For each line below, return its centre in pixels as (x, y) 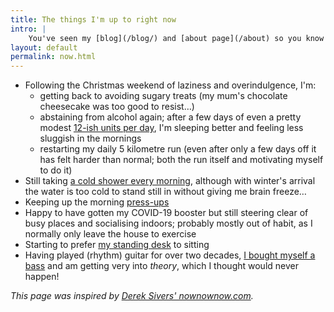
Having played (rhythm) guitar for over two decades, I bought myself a (170, 255)
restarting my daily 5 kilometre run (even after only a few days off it (178, 149)
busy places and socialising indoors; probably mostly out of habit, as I (168, 223)
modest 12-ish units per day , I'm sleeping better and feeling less (171, 128)
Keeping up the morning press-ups (97, 202)
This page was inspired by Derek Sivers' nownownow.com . (132, 296)
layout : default (44, 47)
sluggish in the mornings (90, 138)
